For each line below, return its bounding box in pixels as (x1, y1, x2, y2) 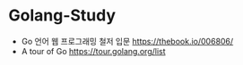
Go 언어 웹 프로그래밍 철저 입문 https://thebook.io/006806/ (21, 36, 234, 46)
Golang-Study (8, 5, 117, 26)
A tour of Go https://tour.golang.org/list (21, 45, 167, 56)
